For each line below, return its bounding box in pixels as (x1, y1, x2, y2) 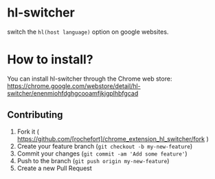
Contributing (7, 109, 63, 121)
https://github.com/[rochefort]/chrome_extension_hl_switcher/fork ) (16, 134, 209, 143)
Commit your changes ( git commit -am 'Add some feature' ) (16, 149, 188, 158)
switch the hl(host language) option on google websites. (7, 28, 169, 36)
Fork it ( (16, 127, 40, 136)
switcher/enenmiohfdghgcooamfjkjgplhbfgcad (7, 89, 139, 97)
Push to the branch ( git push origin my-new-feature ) (16, 156, 170, 165)
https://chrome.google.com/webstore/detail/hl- (7, 81, 141, 90)
